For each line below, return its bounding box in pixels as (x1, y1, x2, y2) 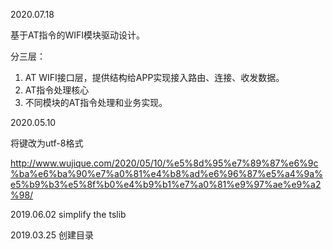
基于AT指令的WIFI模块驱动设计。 (10, 29, 146, 41)
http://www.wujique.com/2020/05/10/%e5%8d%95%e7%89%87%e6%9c (10, 157, 319, 169)
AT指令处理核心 (24, 84, 90, 96)
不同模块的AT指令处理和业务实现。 (24, 97, 168, 108)
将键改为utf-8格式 (10, 137, 84, 149)
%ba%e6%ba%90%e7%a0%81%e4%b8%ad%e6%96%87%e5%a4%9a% (10, 168, 323, 179)
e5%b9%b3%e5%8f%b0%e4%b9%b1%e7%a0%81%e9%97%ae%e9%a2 (10, 179, 322, 190)
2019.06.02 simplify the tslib (10, 209, 127, 220)
